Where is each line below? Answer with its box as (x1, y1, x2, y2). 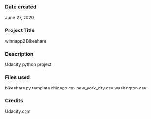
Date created (5, 3, 37, 10)
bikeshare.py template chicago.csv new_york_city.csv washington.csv (5, 85, 147, 91)
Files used (5, 74, 30, 81)
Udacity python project (5, 61, 51, 67)
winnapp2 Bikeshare (5, 38, 47, 44)
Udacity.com (5, 108, 31, 114)
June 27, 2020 (5, 15, 34, 21)
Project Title (5, 27, 35, 34)
